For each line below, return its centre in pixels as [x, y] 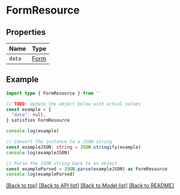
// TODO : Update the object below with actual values [74, 104]
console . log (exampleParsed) [41, 174]
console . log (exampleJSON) [38, 152]
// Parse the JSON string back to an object [62, 163]
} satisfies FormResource [38, 121]
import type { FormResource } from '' [54, 93]
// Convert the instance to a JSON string [59, 142]
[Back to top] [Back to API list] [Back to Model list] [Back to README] [90, 186]
